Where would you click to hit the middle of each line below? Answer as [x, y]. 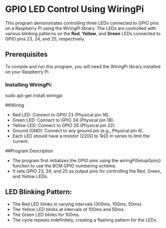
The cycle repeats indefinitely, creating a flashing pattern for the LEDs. [85, 220]
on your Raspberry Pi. [27, 72]
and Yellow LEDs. [30, 176]
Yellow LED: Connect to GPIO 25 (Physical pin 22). [64, 125]
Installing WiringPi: [29, 85]
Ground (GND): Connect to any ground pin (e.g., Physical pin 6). [78, 131]
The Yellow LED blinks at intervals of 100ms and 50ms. [69, 209]
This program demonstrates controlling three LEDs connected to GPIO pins [82, 23]
